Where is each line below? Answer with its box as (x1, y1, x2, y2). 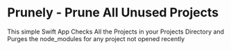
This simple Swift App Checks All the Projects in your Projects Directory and (7, 27, 224, 36)
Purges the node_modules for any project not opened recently (7, 34, 185, 42)
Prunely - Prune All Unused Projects (7, 5, 219, 21)
